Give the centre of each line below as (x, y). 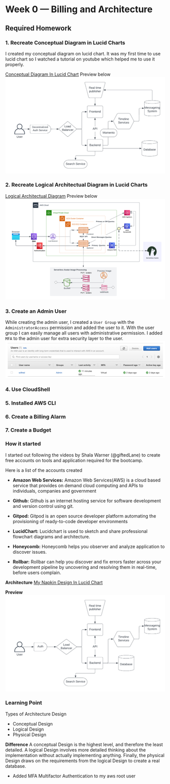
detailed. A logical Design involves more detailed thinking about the (76, 750)
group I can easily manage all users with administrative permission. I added (84, 333)
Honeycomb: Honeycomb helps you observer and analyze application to (89, 546)
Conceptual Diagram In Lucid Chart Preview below (58, 74)
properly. (15, 64)
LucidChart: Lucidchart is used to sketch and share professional (80, 531)
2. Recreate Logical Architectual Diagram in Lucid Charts (77, 185)
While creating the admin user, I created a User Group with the (70, 322)
